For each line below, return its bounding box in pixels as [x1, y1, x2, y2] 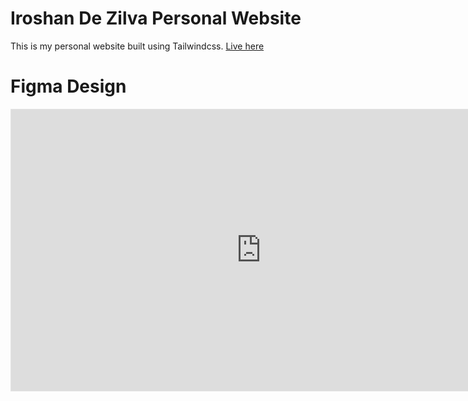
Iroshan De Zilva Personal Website [10, 7, 302, 30]
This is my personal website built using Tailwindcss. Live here [10, 40, 265, 52]
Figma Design [10, 75, 127, 98]
